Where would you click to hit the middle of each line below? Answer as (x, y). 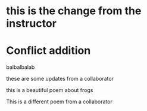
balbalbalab (21, 67)
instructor (31, 23)
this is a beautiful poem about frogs (50, 90)
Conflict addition (49, 51)
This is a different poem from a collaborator (60, 102)
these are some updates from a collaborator (60, 79)
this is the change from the (74, 11)
